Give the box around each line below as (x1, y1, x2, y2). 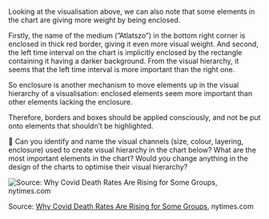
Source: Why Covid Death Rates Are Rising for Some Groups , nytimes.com (8, 201, 255, 211)
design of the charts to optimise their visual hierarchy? (8, 162, 188, 171)
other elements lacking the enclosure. (8, 98, 134, 106)
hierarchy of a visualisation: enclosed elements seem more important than (8, 89, 253, 98)
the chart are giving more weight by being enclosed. (8, 15, 181, 25)
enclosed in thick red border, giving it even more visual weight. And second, (8, 39, 259, 49)
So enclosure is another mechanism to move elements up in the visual (8, 80, 239, 90)
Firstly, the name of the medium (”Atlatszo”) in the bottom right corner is (8, 31, 246, 40)
